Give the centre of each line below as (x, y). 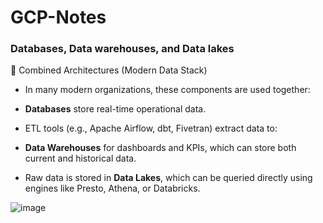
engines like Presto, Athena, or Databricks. (112, 188)
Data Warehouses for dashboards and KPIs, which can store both (160, 148)
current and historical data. (80, 158)
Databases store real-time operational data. (115, 109)
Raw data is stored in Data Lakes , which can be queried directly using (168, 178)
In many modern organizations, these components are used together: (167, 90)
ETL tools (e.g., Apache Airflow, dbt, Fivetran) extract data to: (151, 128)
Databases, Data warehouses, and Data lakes (122, 49)
